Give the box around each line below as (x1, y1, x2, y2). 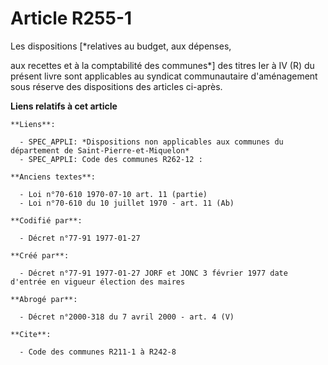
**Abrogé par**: (10, 294, 78, 304)
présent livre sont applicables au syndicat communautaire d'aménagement (10, 70, 318, 82)
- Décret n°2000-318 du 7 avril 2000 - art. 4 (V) (19, 312, 235, 322)
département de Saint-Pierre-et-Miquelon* (10, 145, 190, 156)
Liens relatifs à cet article (10, 100, 118, 112)
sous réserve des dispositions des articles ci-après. (10, 80, 223, 92)
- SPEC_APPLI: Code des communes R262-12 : (19, 154, 203, 164)
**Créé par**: (10, 250, 70, 261)
